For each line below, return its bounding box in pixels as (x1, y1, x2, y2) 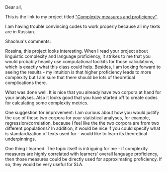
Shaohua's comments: (5, 38, 51, 44)
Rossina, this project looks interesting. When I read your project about (5, 48, 148, 54)
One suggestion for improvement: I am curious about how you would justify (5, 109, 160, 115)
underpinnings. (5, 136, 36, 142)
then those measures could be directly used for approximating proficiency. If (5, 156, 162, 162)
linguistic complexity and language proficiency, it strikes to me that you (5, 53, 151, 59)
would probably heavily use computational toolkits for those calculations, (5, 59, 155, 64)
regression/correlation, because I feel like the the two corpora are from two (5, 120, 160, 126)
